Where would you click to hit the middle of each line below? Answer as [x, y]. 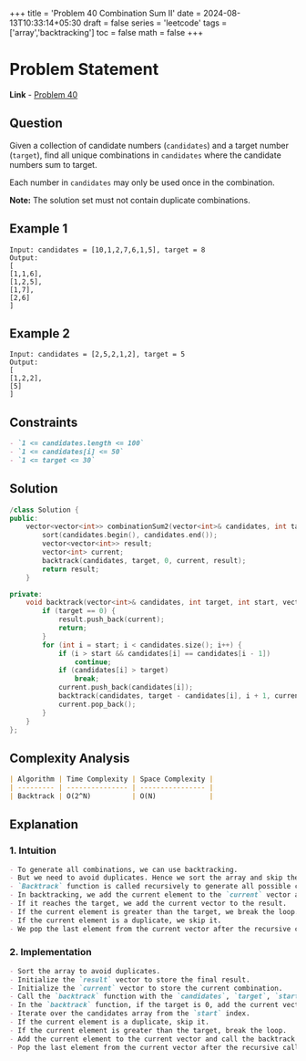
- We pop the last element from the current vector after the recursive [150, 929]
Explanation [44, 825]
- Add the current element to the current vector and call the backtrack [153, 1039]
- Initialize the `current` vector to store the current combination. [146, 988]
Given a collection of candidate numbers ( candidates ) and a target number [149, 145]
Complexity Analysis [70, 758]
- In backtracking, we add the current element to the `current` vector [150, 895]
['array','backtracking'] [52, 32]
